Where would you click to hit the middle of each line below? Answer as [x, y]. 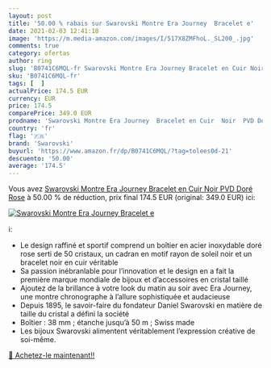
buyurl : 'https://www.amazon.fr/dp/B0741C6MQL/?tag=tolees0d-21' [120, 151]
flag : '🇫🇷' [28, 136]
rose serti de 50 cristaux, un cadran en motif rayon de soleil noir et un [136, 254]
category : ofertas [39, 53]
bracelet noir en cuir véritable [69, 262]
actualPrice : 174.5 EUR [48, 91]
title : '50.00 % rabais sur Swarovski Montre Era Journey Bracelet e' [131, 23]
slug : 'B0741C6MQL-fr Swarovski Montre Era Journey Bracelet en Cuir [128, 69]
